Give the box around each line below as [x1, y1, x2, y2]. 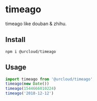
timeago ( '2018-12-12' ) [5, 91, 54, 96]
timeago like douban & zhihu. [5, 21, 67, 27]
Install [5, 35, 26, 44]
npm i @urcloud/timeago [5, 49, 56, 54]
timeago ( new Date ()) [5, 81, 50, 87]
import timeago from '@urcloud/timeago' [5, 76, 93, 82]
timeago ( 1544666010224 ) [5, 86, 56, 91]
